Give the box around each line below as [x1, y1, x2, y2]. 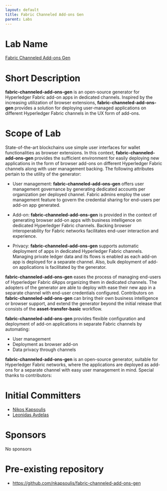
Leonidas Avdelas [12, 412, 49, 418]
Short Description [5, 72, 81, 84]
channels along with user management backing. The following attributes [5, 166, 154, 172]
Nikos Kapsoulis [12, 407, 46, 413]
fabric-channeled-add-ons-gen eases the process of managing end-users [5, 274, 161, 280]
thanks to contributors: [5, 372, 52, 379]
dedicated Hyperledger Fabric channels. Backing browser [12, 223, 131, 229]
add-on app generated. [12, 202, 61, 208]
